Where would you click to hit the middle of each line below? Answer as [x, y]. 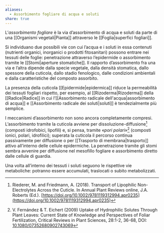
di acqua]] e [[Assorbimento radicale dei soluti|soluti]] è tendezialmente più [81, 104]
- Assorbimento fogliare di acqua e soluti [54, 14]
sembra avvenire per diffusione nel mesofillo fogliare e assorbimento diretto [81, 151]
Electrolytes [24, 190]
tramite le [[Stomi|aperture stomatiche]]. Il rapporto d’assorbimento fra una [80, 63]
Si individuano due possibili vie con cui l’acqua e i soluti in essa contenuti [79, 47]
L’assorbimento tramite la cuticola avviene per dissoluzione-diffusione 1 [76, 124]
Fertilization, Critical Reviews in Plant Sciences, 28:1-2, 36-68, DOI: [80, 220]
